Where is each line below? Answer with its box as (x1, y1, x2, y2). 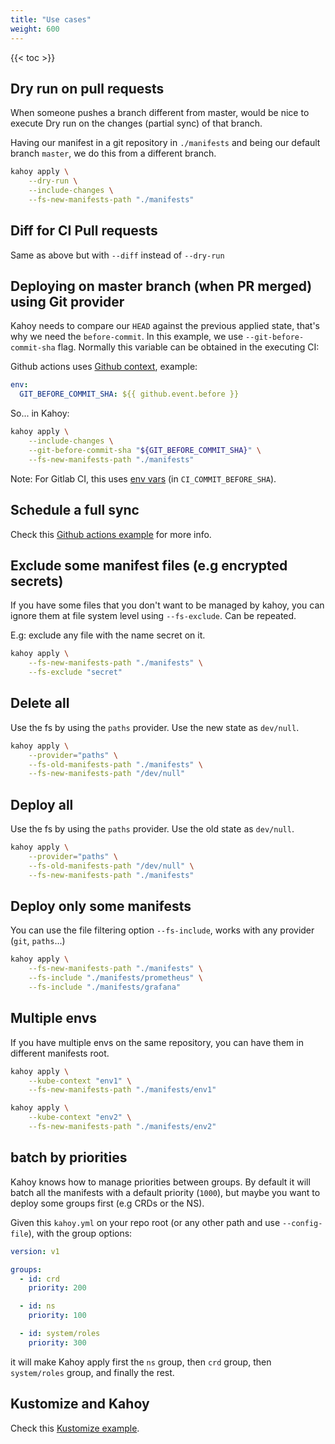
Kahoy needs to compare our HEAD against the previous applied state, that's (10, 320, 320, 332)
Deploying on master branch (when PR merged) (10, 278, 313, 295)
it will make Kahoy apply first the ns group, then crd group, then (10, 1356, 272, 1368)
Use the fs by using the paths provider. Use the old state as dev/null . (10, 823, 295, 835)
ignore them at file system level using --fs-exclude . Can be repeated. (10, 610, 297, 622)
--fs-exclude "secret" (28, 667, 123, 678)
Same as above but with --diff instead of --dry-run (10, 249, 225, 261)
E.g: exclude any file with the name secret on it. (10, 629, 206, 641)
